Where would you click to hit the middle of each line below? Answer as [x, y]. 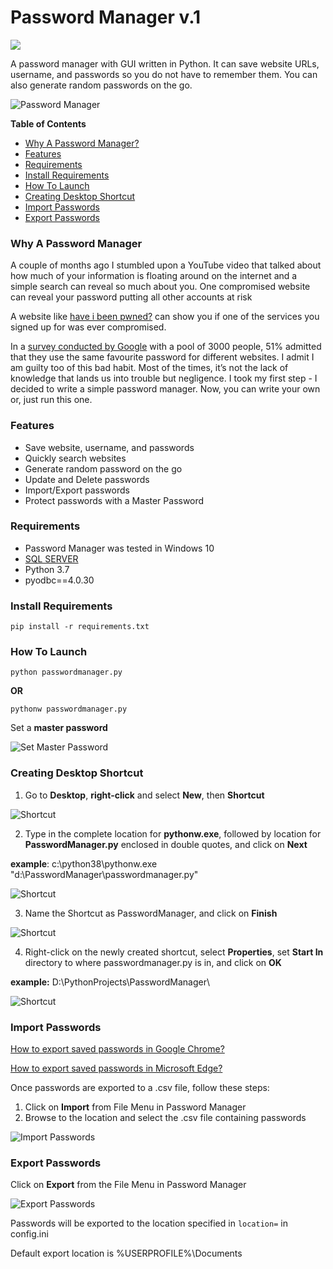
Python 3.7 [47, 569]
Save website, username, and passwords [109, 447]
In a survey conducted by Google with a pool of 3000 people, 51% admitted [166, 347]
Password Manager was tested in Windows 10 [119, 548]
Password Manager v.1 [106, 17]
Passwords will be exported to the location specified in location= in [149, 1223]
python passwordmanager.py [66, 672]
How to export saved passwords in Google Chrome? [117, 1049]
